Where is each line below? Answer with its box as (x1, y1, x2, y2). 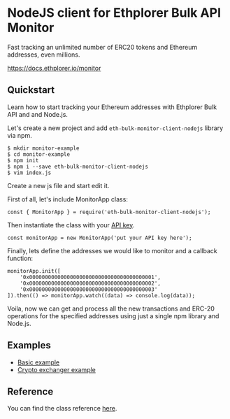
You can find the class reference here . (7, 404, 117, 413)
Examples (7, 339, 51, 351)
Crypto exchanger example (17, 365, 96, 374)
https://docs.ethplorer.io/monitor (7, 64, 101, 72)
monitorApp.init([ (7, 267, 61, 274)
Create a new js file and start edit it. (7, 181, 110, 190)
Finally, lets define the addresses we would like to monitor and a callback (7, 246, 218, 255)
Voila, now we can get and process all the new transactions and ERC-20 (7, 304, 215, 313)
